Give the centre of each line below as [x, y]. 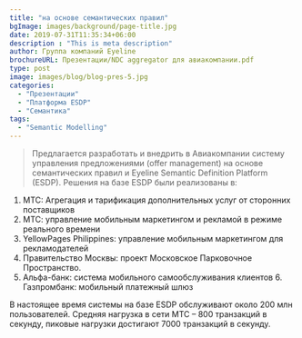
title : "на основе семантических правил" [89, 18]
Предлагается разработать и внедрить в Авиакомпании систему [158, 154]
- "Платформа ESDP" [55, 102]
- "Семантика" [44, 111]
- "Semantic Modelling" [62, 128]
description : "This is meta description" [91, 43]
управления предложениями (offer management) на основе [147, 163]
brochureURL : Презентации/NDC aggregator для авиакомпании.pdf [132, 60]
